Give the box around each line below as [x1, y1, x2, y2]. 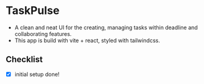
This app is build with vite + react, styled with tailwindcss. [14, 37, 160, 44]
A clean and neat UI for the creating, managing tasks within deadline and [14, 24, 198, 31]
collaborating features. [14, 30, 72, 37]
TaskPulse [5, 4, 60, 18]
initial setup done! [14, 71, 60, 78]
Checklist [5, 54, 43, 65]
